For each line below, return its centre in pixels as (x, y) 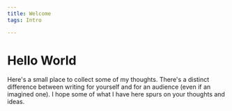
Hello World (42, 60)
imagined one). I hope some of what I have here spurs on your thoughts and (116, 94)
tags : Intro (24, 20)
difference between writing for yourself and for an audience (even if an (109, 87)
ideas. (16, 102)
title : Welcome (29, 14)
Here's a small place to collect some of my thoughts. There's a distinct (108, 80)
